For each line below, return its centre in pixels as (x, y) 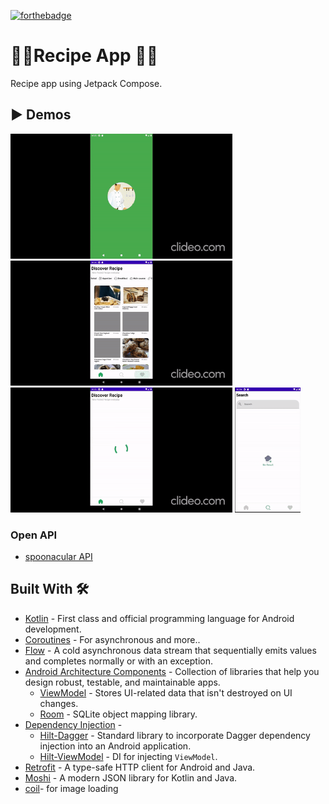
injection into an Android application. (115, 746)
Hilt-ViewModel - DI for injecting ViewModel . (128, 756)
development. (53, 629)
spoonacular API (58, 557)
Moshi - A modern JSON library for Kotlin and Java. (131, 777)
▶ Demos (41, 115)
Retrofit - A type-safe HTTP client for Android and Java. (140, 767)
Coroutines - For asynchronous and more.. (112, 639)
